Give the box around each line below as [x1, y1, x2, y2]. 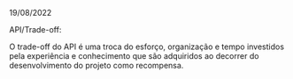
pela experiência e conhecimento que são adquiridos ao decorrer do [9, 51, 259, 61]
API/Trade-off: [9, 25, 62, 34]
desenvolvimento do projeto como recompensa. [9, 61, 184, 70]
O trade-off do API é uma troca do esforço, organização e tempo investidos [9, 41, 285, 52]
